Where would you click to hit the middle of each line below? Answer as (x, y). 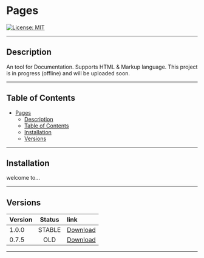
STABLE (50, 230)
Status (49, 220)
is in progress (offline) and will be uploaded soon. (68, 73)
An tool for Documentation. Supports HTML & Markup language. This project (102, 67)
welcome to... (23, 178)
